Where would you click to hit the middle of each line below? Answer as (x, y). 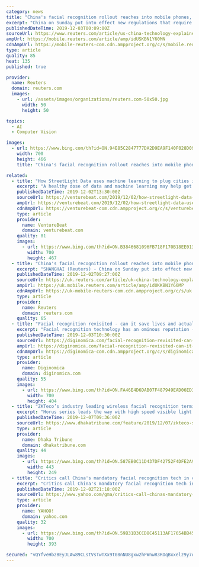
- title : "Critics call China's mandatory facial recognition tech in (100, 478)
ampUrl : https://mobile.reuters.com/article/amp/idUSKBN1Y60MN (86, 39)
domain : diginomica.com (51, 373)
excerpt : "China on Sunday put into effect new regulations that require (99, 22)
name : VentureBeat (44, 225)
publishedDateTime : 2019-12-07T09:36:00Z (68, 418)
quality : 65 (31, 318)
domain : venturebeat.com (52, 231)
